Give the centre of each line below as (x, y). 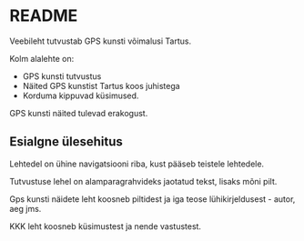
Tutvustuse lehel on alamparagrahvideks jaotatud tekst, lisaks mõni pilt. (143, 181)
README (44, 16)
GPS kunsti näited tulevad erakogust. (79, 113)
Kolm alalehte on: (42, 58)
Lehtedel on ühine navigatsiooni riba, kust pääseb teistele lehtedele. (137, 164)
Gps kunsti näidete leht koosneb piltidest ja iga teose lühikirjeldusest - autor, (152, 199)
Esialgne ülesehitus (66, 142)
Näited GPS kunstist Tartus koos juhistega (101, 85)
